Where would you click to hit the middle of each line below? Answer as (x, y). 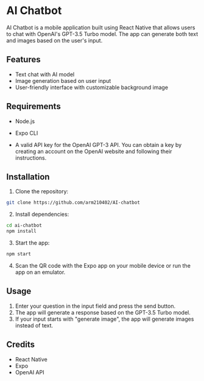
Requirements (33, 106)
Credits (21, 345)
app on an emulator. (40, 272)
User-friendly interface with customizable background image (92, 87)
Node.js (25, 121)
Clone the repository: (42, 191)
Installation (28, 176)
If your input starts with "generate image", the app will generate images (104, 319)
